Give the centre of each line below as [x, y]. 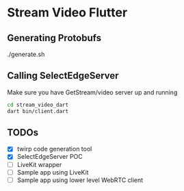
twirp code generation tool [54, 149]
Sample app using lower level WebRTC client [80, 180]
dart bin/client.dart [38, 111]
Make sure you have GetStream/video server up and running [92, 92]
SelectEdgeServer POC [50, 157]
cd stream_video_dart [38, 105]
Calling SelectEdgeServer [63, 76]
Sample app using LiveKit [53, 172]
